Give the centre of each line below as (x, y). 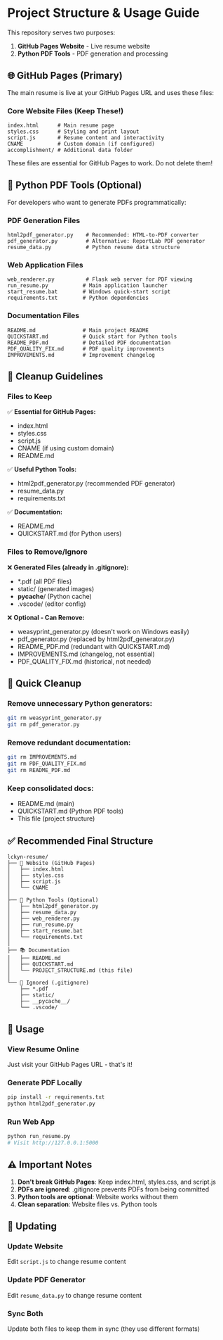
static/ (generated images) (56, 588)
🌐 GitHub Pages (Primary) (65, 76)
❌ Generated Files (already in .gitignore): (68, 567)
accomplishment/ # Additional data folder (70, 150)
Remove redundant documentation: (69, 742)
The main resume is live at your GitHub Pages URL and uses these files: (111, 92)
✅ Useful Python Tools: (42, 469)
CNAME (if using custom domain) (66, 448)
